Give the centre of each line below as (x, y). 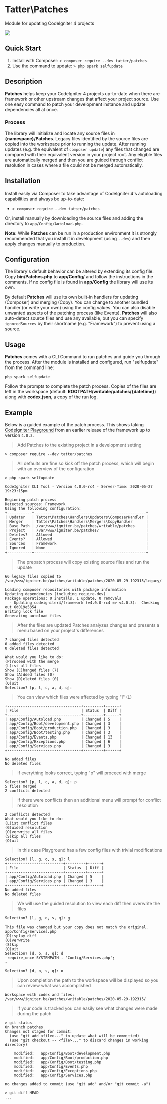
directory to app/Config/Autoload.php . (44, 223)
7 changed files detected (32, 640)
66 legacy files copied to (33, 577)
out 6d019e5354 (21, 607)
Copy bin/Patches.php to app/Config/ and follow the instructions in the (79, 277)
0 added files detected (30, 644)
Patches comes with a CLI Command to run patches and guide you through (83, 357)
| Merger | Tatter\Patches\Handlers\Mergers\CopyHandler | (77, 522)
